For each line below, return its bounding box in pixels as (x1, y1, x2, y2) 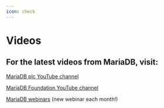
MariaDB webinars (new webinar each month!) (6, 95, 118, 103)
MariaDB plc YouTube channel (6, 73, 79, 80)
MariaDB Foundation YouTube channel (6, 84, 98, 91)
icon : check (6, 8, 35, 15)
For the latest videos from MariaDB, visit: (6, 57, 158, 67)
